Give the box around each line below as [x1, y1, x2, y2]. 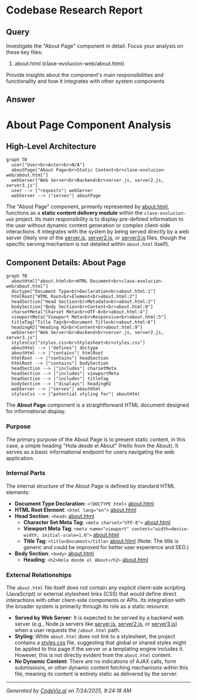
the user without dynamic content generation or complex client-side [6, 222, 171, 229]
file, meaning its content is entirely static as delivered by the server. [14, 670, 178, 678]
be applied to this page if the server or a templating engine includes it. [14, 645, 185, 652]
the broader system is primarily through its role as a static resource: [6, 603, 170, 610]
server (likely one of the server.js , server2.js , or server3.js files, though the [6, 234, 186, 241]
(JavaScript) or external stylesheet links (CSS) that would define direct [6, 590, 177, 597]
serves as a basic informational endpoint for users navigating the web [6, 448, 175, 455]
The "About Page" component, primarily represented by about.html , [6, 203, 169, 210]
